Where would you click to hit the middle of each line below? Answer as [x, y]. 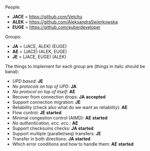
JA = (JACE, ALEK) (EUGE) [40, 46]
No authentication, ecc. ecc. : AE [45, 123]
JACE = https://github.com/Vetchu [47, 17]
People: [13, 7]
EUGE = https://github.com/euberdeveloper [56, 27]
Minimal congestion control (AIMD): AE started [60, 118]
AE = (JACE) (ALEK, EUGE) [40, 52]
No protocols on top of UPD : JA [45, 86]
